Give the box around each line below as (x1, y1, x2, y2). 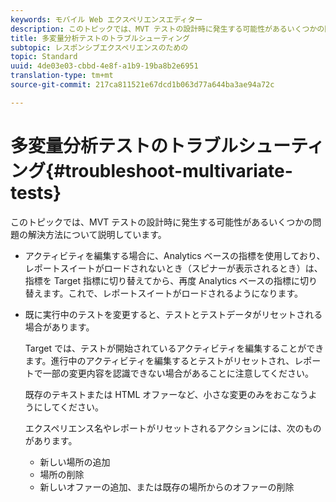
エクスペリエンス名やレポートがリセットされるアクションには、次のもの (24, 422, 322, 434)
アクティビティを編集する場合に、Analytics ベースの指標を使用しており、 (24, 249, 326, 261)
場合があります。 (24, 321, 95, 333)
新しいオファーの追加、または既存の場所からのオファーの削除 (39, 481, 295, 493)
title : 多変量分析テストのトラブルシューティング (10, 33, 191, 43)
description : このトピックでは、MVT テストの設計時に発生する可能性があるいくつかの (10, 24, 325, 34)
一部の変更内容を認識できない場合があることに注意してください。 (42, 367, 314, 379)
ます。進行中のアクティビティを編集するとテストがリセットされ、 (24, 354, 295, 366)
